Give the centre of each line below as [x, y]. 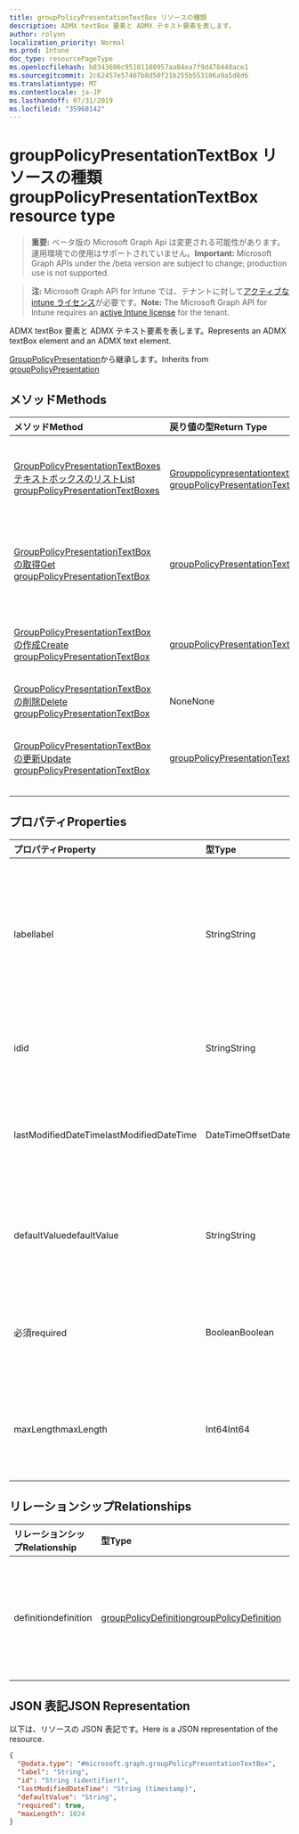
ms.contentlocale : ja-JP [55, 92]
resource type [62, 216]
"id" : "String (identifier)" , [73, 1780]
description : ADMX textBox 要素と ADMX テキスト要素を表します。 [122, 26]
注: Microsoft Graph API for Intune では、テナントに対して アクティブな [160, 292]
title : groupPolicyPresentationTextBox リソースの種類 [108, 17]
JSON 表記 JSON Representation [100, 1706]
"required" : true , [52, 1805]
